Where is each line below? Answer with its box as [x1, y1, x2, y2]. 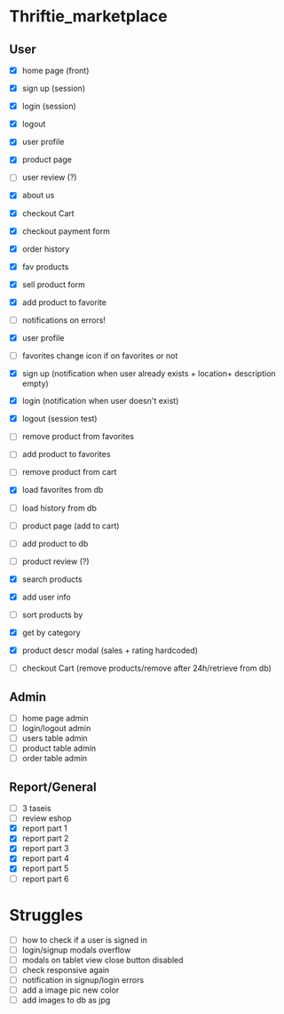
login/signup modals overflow [21, 945, 131, 955]
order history [21, 243, 70, 254]
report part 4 [21, 853, 69, 864]
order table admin [21, 753, 88, 764]
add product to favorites [21, 449, 111, 460]
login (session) [21, 101, 77, 112]
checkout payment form [21, 225, 111, 237]
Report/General [9, 779, 97, 794]
